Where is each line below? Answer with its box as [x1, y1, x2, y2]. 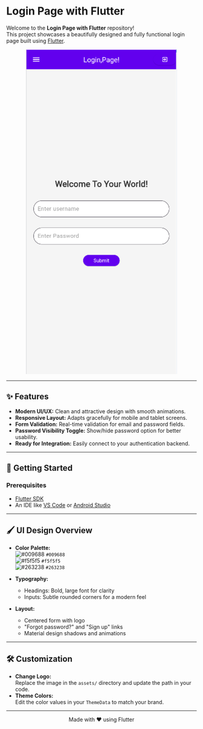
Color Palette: [14, 544, 51, 552]
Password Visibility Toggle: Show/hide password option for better [14, 427, 181, 434]
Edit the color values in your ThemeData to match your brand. [14, 699, 164, 706]
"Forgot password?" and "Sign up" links [24, 623, 123, 630]
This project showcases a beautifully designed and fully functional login [6, 30, 185, 38]
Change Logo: [14, 673, 51, 680]
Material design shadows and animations [24, 630, 126, 637]
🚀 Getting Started [6, 463, 73, 473]
